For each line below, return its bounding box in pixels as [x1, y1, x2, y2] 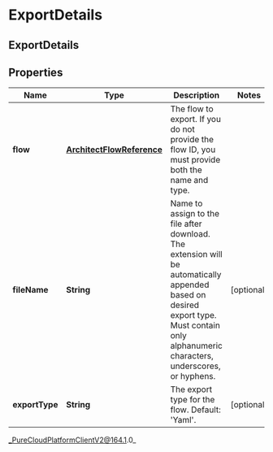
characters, [170, 350, 214, 362]
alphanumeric [170, 340, 223, 351]
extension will [170, 249, 223, 260]
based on [170, 289, 206, 301]
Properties [8, 65, 63, 79]
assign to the [170, 208, 219, 219]
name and [170, 175, 209, 186]
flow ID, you [170, 144, 216, 155]
